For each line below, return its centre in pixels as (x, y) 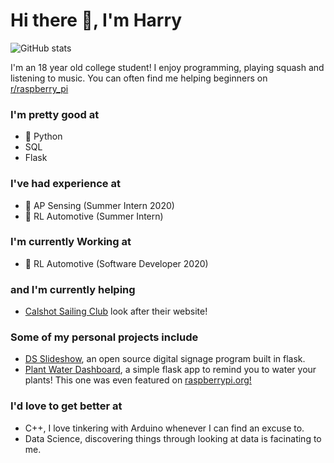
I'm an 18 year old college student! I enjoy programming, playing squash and (167, 67)
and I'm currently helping (73, 289)
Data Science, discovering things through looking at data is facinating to (173, 438)
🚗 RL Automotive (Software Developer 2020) (116, 263)
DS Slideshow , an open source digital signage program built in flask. (165, 359)
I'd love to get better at (66, 406)
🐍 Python (43, 136)
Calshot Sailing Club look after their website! (116, 311)
